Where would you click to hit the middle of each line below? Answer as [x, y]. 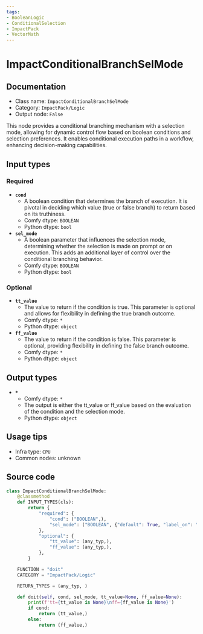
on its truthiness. [45, 214]
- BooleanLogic [25, 18]
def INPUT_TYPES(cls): [46, 502]
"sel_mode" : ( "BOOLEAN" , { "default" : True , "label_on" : [121, 524]
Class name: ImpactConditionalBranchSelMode [72, 101]
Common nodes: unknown [48, 458]
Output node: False [39, 114]
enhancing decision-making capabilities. [56, 145]
